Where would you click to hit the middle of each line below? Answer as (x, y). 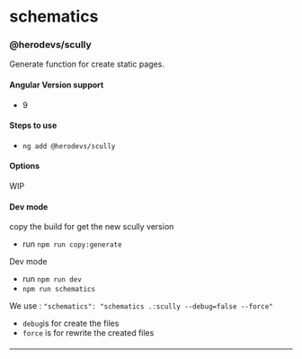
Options (25, 166)
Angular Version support (57, 85)
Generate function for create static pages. (87, 64)
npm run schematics (59, 290)
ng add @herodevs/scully (69, 146)
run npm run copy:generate (72, 244)
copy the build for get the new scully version (92, 227)
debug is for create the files (71, 323)
